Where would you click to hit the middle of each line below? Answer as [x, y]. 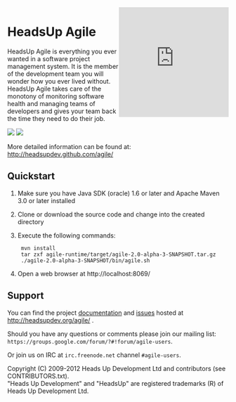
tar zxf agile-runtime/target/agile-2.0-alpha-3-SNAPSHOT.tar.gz [118, 254]
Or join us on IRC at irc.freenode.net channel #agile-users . [94, 355]
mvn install [38, 248]
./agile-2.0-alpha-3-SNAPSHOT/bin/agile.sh [85, 260]
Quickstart [31, 176]
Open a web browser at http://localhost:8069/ [84, 273]
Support [26, 296]
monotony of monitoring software [56, 96]
